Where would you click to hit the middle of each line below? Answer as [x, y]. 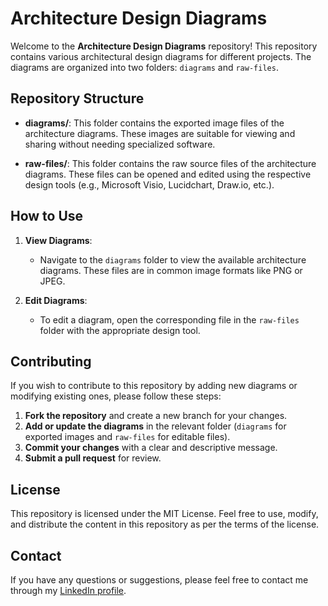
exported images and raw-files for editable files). [127, 437]
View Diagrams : [58, 240]
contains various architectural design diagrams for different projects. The [161, 56]
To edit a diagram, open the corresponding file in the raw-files [169, 319]
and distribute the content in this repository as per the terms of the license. [165, 524]
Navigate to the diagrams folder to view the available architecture [173, 259]
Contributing [51, 361]
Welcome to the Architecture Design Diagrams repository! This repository [164, 46]
